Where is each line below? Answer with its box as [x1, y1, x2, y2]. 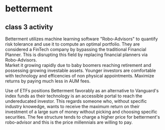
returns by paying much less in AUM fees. [5, 78, 91, 84]
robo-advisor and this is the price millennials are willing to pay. [5, 120, 133, 125]
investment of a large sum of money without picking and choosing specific [5, 109, 158, 115]
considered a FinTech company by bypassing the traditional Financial [5, 47, 147, 52]
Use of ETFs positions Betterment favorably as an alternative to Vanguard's [5, 88, 159, 93]
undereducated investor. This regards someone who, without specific [5, 98, 147, 104]
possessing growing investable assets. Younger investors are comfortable [5, 67, 156, 73]
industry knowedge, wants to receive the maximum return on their [5, 104, 140, 109]
